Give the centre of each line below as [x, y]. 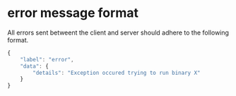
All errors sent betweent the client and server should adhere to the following [118, 32]
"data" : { [35, 66]
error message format [73, 13]
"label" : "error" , [47, 59]
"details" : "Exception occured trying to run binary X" [117, 73]
